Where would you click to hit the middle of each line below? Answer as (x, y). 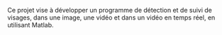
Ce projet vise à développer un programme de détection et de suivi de (110, 10)
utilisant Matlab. (31, 25)
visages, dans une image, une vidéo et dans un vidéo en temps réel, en (111, 17)
